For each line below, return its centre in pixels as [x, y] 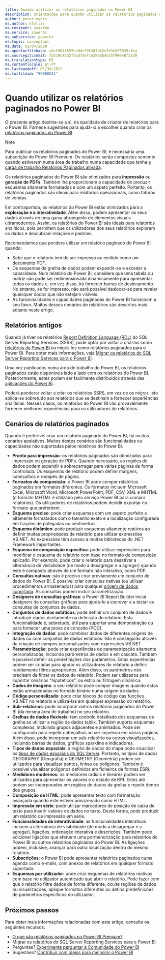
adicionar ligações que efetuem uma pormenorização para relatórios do [85, 837]
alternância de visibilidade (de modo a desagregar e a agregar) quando [84, 566]
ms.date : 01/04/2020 [26, 46]
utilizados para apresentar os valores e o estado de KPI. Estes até [79, 780]
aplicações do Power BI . [29, 383]
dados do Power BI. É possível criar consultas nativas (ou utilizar [78, 581]
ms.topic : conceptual [27, 42]
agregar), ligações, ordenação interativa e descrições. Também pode [82, 832]
